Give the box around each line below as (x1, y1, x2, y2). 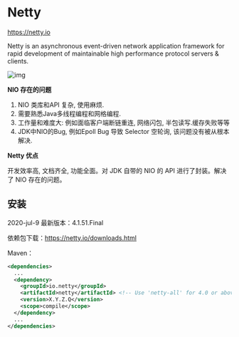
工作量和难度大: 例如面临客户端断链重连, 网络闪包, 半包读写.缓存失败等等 (17, 118, 230, 127)
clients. (7, 56, 29, 65)
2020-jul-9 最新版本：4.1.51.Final (7, 218, 104, 227)
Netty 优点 (7, 151, 39, 160)
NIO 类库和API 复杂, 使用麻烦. (17, 100, 105, 109)
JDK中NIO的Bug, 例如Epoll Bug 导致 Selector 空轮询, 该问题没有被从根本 (17, 127, 230, 135)
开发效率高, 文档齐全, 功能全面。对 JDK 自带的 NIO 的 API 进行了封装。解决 (7, 166, 227, 175)
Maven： (7, 249, 34, 257)
